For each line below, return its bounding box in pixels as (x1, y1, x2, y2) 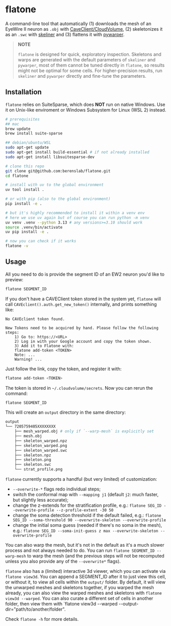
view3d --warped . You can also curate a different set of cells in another (5, 595, 154, 601)
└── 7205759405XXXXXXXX (5, 424, 56, 429)
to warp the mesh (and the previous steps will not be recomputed (27, 553, 165, 559)
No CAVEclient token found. (5, 316, 65, 322)
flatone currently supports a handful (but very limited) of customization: (5, 476, 157, 482)
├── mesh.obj (14, 434, 42, 439)
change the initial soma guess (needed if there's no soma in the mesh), (12, 522, 162, 528)
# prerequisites (5, 117, 40, 122)
